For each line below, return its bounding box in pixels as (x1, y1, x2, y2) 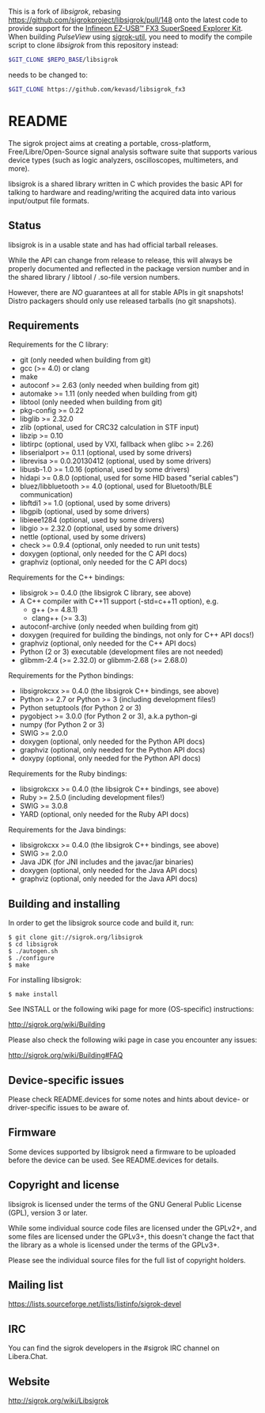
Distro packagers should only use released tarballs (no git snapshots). (8, 296, 237, 305)
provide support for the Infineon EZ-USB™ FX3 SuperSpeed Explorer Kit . (8, 24, 244, 33)
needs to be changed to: (8, 70, 89, 79)
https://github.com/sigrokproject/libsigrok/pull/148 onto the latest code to (8, 15, 248, 25)
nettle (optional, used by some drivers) (19, 532, 146, 542)
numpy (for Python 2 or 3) (19, 720, 105, 729)
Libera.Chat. (8, 1352, 48, 1361)
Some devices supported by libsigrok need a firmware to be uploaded (8, 1147, 236, 1156)
